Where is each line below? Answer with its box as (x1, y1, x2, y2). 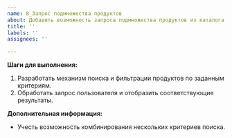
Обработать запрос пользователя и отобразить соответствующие (17, 89, 214, 97)
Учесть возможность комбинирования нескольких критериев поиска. (17, 123, 226, 131)
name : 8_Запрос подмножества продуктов (7, 10, 123, 17)
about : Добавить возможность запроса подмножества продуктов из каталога (7, 17, 225, 23)
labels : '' (7, 29, 39, 37)
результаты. (17, 96, 53, 104)
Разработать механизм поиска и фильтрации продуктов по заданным (17, 74, 224, 83)
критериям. (17, 81, 52, 90)
